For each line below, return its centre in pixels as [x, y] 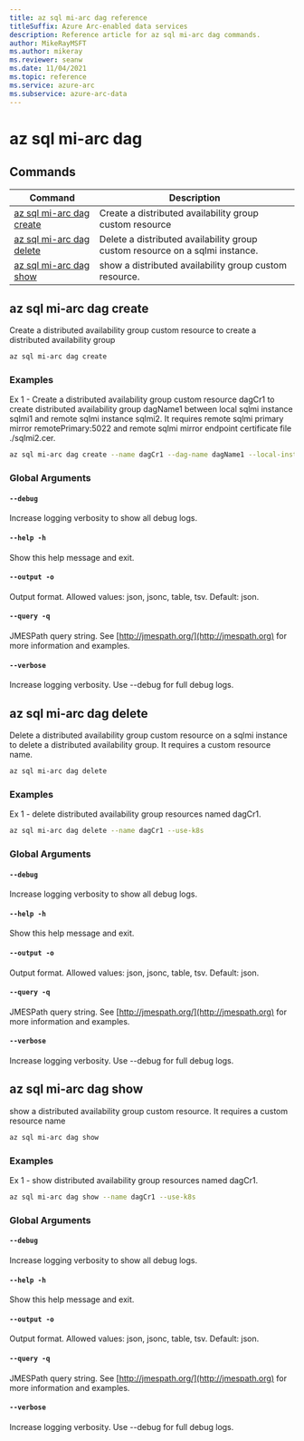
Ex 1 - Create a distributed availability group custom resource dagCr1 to [142, 399]
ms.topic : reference [48, 77]
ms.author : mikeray [46, 52]
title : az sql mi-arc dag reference [78, 18]
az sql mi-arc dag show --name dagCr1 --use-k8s [103, 1197]
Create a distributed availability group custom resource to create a [133, 330]
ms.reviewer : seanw [46, 60]
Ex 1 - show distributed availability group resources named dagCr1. [134, 1181]
